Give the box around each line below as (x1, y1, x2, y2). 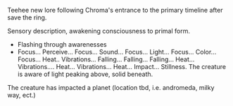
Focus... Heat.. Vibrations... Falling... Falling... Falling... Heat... (17, 55, 195, 63)
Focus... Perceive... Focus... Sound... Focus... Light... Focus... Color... (17, 48, 217, 56)
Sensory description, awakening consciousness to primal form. (7, 27, 190, 35)
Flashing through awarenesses (17, 40, 107, 48)
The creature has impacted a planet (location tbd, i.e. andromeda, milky (7, 84, 215, 91)
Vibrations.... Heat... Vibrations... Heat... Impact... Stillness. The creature (17, 63, 227, 70)
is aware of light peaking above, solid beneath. (17, 70, 153, 78)
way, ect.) (7, 91, 37, 99)
